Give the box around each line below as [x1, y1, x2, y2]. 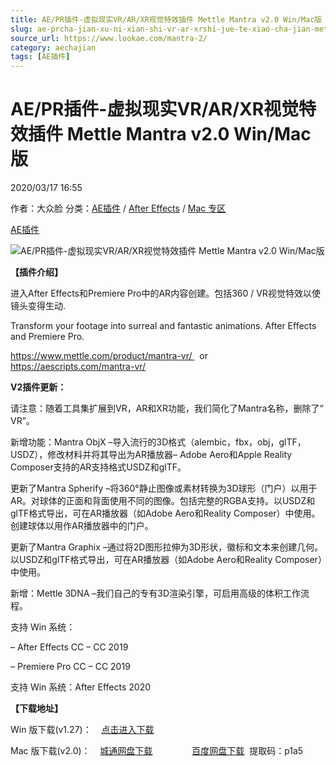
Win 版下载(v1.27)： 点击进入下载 [10, 724, 155, 736]
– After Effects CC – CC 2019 [10, 641, 129, 653]
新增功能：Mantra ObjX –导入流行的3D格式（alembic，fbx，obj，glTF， [10, 436, 307, 448]
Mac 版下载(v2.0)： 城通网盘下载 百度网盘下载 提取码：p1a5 [10, 745, 304, 757]
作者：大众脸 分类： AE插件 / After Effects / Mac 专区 [10, 202, 227, 215]
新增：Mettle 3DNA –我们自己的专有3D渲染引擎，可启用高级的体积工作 [10, 587, 302, 600]
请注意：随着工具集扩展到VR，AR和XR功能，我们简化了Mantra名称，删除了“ [10, 402, 324, 415]
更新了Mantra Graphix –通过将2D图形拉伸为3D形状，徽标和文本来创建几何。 [10, 541, 324, 553]
